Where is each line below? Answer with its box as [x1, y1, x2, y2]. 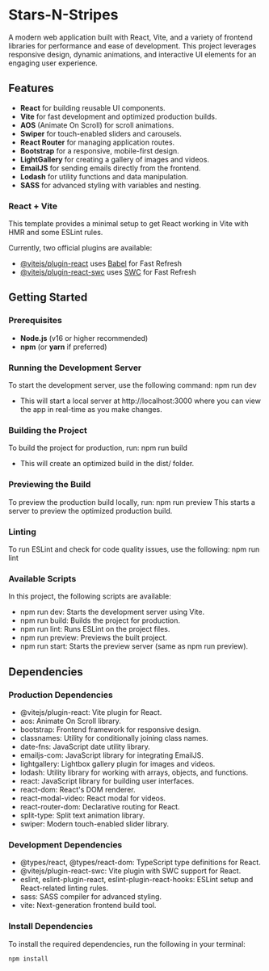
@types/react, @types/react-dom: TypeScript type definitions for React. [19, 858, 261, 868]
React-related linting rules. [19, 883, 109, 893]
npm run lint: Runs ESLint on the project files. [19, 624, 170, 634]
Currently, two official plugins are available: [8, 243, 153, 253]
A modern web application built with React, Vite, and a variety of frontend [8, 32, 253, 42]
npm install [8, 955, 48, 963]
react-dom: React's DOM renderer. [19, 784, 136, 794]
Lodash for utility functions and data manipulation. [19, 171, 188, 181]
